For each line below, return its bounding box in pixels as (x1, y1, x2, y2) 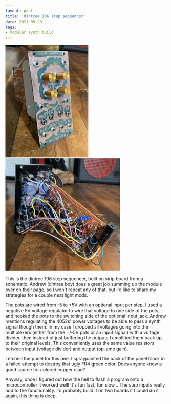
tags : (5, 25, 17, 30)
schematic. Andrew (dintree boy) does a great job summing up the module (5, 281, 162, 287)
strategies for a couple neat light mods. (5, 292, 88, 298)
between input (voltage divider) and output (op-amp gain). (5, 345, 129, 352)
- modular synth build (5, 30, 54, 35)
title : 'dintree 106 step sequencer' (5, 13, 86, 19)
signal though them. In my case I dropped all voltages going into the (5, 324, 148, 330)
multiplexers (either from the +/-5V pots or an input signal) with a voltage (5, 329, 160, 336)
